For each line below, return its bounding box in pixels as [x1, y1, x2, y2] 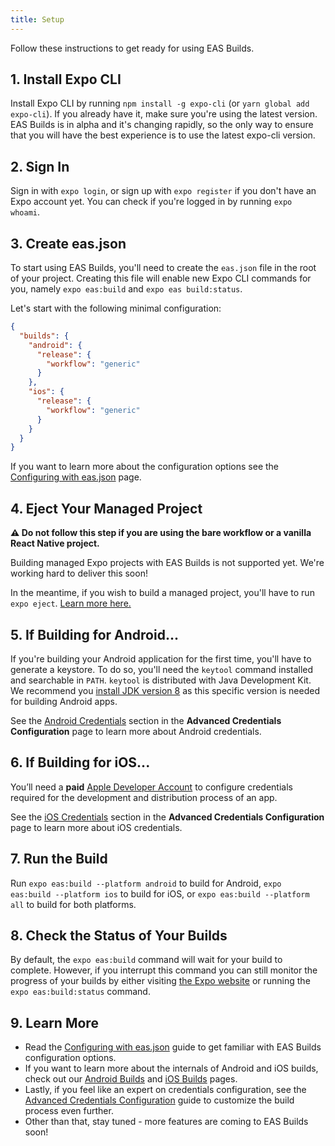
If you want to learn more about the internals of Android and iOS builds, [24, 1062, 319, 1075]
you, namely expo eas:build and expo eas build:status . [10, 283, 243, 295]
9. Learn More [10, 1014, 99, 1031]
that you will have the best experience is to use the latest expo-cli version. [10, 129, 316, 141]
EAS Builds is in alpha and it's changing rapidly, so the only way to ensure [10, 119, 314, 131]
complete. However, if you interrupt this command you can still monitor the [10, 964, 318, 976]
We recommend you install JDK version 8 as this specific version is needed [10, 684, 321, 696]
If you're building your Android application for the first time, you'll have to [10, 652, 312, 665]
